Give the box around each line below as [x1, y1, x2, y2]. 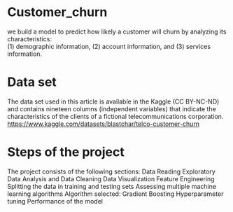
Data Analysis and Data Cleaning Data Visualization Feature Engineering [7, 174, 215, 183]
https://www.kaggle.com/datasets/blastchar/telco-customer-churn [7, 120, 200, 128]
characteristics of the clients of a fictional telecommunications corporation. [7, 112, 224, 120]
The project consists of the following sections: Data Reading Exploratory [7, 167, 216, 176]
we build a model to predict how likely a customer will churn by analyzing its [7, 27, 227, 36]
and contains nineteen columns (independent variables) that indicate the [7, 104, 217, 113]
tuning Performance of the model [7, 197, 104, 205]
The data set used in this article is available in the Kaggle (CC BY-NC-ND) [7, 97, 220, 106]
